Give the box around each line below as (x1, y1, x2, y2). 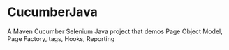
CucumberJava (7, 4, 98, 20)
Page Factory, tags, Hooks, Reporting (7, 34, 115, 42)
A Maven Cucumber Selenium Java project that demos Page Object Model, (7, 27, 223, 35)
